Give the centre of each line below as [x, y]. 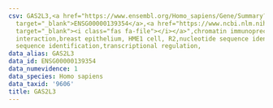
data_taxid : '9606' [41, 84]
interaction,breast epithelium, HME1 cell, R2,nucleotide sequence [132, 39]
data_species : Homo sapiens [56, 76]
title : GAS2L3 [32, 91]
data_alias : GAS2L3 [41, 54]
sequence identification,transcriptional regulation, [108, 46]
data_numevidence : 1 [43, 69]
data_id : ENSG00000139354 [52, 62]
